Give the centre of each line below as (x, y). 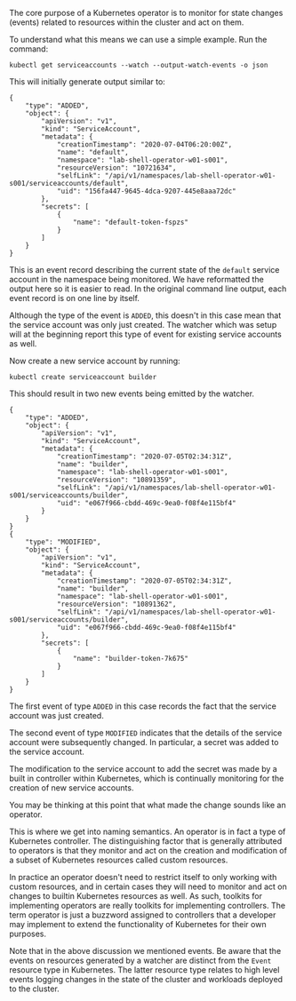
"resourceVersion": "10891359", (116, 480)
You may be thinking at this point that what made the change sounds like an (148, 805)
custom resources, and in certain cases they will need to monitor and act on (148, 886)
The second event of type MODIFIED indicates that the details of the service (146, 733)
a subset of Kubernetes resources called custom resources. (119, 860)
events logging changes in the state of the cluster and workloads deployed (146, 979)
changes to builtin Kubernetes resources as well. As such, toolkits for (136, 896)
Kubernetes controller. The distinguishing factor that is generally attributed (146, 841)
